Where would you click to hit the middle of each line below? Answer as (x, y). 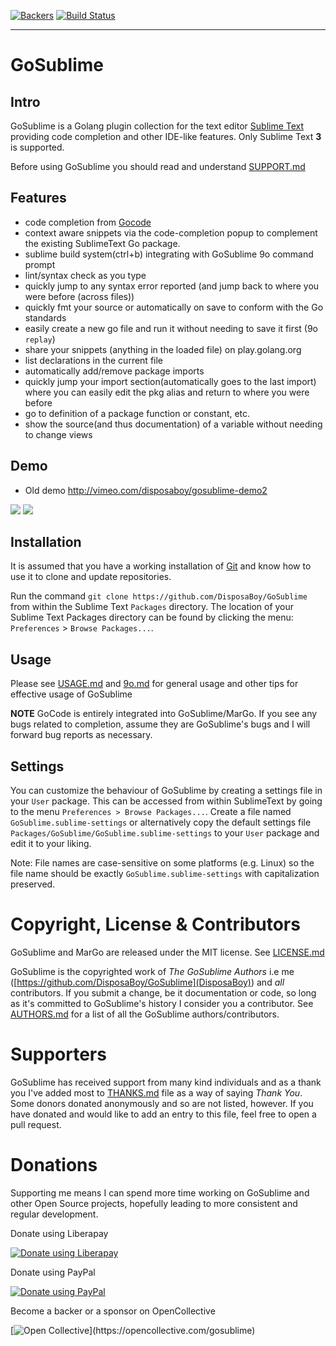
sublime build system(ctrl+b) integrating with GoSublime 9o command (169, 254)
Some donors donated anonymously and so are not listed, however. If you (162, 1103)
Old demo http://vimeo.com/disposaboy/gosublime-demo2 (146, 490)
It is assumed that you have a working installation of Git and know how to (161, 566)
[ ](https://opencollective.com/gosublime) (133, 1330)
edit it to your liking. (51, 844)
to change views (58, 434)
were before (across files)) (79, 296)
